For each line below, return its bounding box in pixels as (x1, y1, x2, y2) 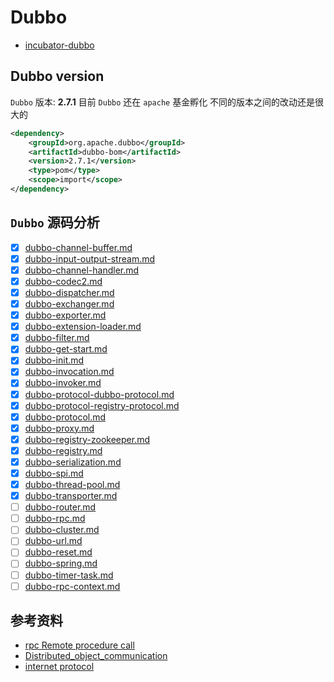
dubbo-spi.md (24, 467, 84, 479)
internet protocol (24, 661, 95, 673)
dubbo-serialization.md (24, 456, 122, 468)
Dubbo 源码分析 (10, 214, 100, 231)
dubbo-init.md (24, 354, 85, 366)
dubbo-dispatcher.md (24, 286, 115, 298)
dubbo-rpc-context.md (24, 580, 121, 592)
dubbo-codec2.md (24, 275, 103, 287)
